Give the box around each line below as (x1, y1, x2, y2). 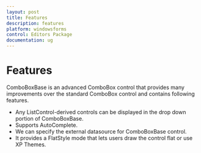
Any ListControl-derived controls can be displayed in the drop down (15, 108, 186, 116)
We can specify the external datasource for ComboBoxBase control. (15, 127, 187, 135)
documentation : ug (6, 37, 53, 43)
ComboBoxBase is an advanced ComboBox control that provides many (6, 84, 185, 91)
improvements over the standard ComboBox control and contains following (6, 90, 196, 98)
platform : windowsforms (6, 26, 67, 32)
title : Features (6, 15, 48, 21)
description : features (6, 20, 64, 26)
